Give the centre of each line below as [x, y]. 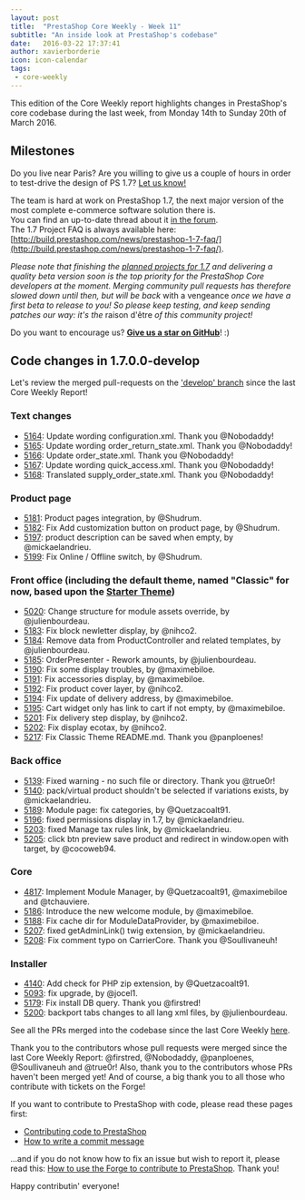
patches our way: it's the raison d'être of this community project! [132, 314]
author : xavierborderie [55, 52]
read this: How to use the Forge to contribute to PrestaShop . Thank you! [145, 1169]
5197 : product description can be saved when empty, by [128, 537]
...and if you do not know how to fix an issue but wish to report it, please [145, 1159]
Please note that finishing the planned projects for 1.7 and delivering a [142, 266]
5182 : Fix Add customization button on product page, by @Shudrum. [152, 527]
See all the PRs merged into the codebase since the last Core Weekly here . [150, 1031]
